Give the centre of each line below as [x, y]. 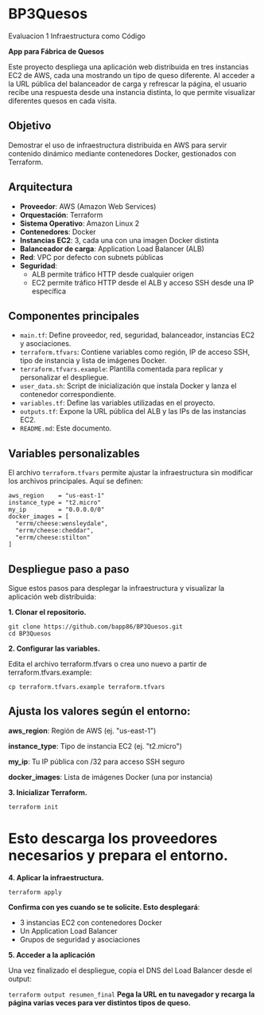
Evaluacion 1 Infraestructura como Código [77, 36]
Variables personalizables [74, 453]
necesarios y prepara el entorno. [118, 856]
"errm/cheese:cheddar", [54, 531]
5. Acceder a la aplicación [52, 954]
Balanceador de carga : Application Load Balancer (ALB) [112, 249]
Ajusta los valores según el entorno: [99, 712]
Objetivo [30, 126]
